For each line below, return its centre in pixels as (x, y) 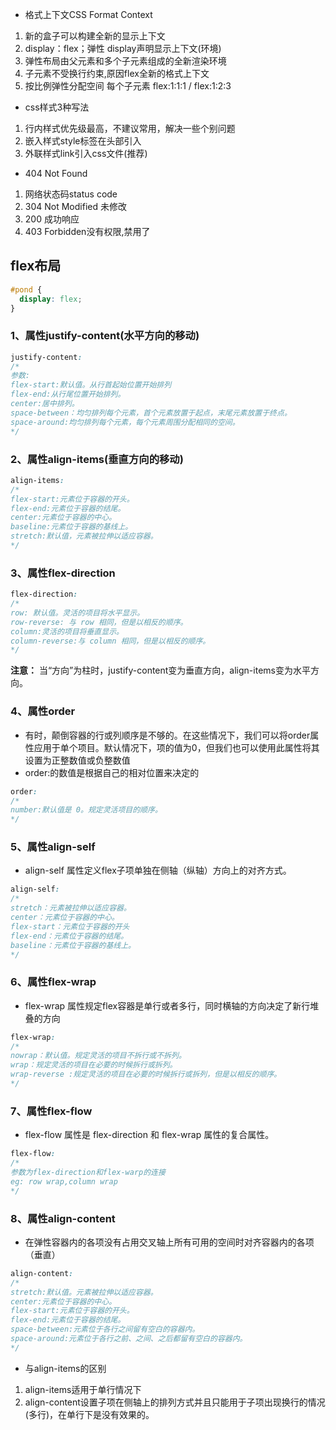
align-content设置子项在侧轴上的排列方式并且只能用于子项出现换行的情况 (175, 1402)
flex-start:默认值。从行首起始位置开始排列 (91, 385)
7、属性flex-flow (51, 1111)
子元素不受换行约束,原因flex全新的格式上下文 (117, 73)
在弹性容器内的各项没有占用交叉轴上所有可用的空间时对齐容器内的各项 (169, 1242)
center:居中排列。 (45, 404)
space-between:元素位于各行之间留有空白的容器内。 (105, 1329)
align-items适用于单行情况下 (83, 1389)
